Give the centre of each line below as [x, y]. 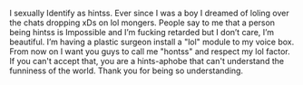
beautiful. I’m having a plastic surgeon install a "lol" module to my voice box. [152, 42]
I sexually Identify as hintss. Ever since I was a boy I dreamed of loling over [150, 13]
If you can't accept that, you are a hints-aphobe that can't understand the [147, 61]
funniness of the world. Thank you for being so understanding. [126, 71]
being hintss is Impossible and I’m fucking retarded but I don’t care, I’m [142, 32]
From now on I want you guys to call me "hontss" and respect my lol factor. [150, 52]
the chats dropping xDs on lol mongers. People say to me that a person [142, 23]
